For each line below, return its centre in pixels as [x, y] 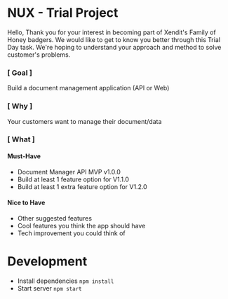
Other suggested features [55, 218]
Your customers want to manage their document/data [85, 121]
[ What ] [21, 139]
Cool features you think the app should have [81, 225]
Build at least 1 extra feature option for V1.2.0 [82, 186]
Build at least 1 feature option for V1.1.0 [73, 179]
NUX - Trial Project [63, 13]
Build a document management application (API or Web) [88, 88]
